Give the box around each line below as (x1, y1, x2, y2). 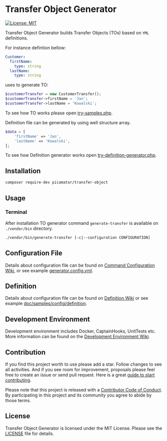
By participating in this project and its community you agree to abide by (5, 392, 152, 398)
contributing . (5, 377, 31, 383)
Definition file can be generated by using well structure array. (5, 119, 131, 125)
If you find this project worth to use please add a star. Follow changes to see (5, 361, 162, 367)
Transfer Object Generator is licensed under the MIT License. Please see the (5, 425, 163, 431)
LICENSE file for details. (5, 431, 54, 437)
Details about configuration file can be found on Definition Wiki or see (5, 295, 149, 301)
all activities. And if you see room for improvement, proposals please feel (5, 366, 155, 373)
